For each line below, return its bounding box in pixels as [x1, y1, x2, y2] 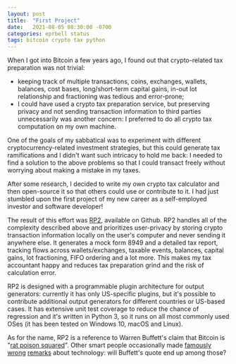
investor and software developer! [7, 202, 104, 211]
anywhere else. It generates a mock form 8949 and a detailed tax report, [7, 238, 218, 247]
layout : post [7, 10, 46, 18]
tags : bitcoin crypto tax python [7, 37, 106, 44]
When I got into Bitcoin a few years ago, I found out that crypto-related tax [7, 56, 223, 64]
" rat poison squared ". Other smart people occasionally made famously [7, 341, 212, 350]
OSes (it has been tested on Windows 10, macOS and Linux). [7, 319, 183, 329]
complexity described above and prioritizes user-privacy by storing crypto [7, 223, 223, 232]
